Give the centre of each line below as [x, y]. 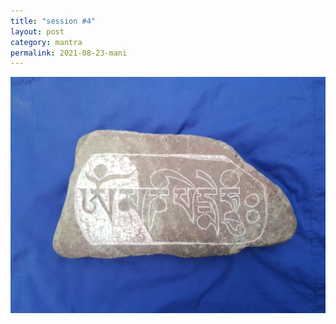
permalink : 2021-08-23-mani [69, 53]
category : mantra [46, 42]
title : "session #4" [53, 21]
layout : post [37, 31]
